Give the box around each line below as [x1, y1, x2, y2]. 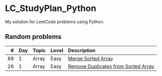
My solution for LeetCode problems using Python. [5, 19, 105, 25]
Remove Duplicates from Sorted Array [67, 63, 154, 70]
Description [67, 47, 96, 53]
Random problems [5, 33, 62, 41]
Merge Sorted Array [67, 55, 113, 62]
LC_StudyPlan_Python [5, 3, 97, 14]
